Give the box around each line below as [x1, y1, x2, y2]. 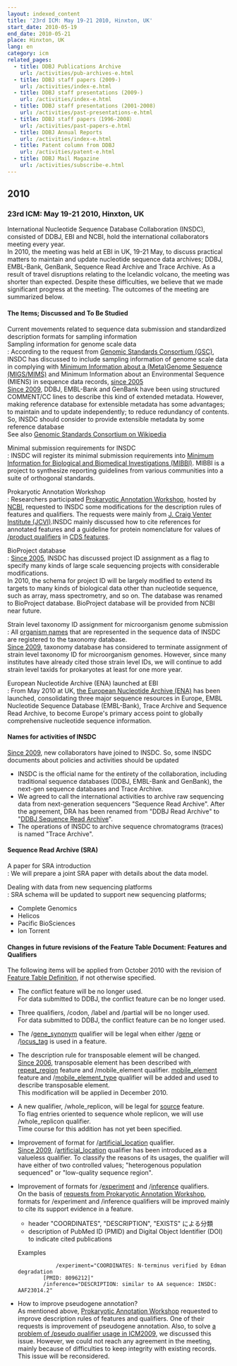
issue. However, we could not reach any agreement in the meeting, [17, 1337, 212, 1345]
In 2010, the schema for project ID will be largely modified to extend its [7, 576, 213, 584]
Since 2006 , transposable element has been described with [17, 1058, 191, 1067]
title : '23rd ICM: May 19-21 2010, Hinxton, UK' [7, 17, 153, 24]
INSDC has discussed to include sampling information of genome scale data [7, 354, 229, 363]
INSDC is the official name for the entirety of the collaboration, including [17, 769, 227, 778]
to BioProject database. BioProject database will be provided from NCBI [7, 598, 215, 607]
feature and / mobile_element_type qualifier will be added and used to [17, 1073, 219, 1082]
